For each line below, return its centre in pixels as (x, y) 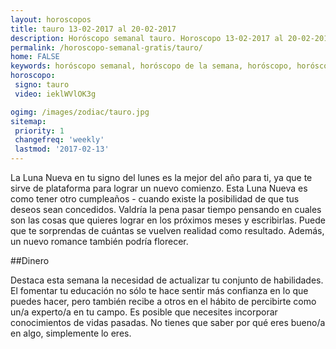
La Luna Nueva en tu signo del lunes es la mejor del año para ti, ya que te (161, 177)
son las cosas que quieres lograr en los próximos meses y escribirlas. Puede (168, 220)
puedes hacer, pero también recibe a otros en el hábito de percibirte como (163, 301)
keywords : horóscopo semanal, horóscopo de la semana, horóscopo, (151, 66)
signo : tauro (42, 85)
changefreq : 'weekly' (59, 140)
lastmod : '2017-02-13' (62, 149)
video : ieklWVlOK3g (55, 94)
